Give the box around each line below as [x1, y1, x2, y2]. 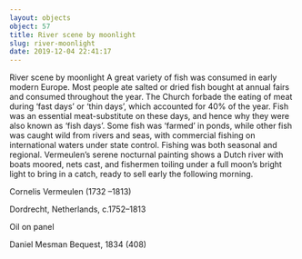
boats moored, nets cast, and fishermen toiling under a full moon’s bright [9, 159, 282, 170]
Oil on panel [9, 222, 55, 233]
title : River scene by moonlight [9, 30, 136, 39]
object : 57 [9, 22, 51, 31]
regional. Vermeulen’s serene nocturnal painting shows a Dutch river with [9, 149, 284, 160]
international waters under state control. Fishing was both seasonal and [9, 140, 277, 151]
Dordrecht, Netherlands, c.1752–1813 [9, 204, 146, 214]
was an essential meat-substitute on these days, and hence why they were [9, 111, 289, 122]
